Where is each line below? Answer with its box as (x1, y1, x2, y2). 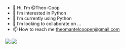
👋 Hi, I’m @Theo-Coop (12, 5, 60, 10)
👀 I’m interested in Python (12, 10, 67, 16)
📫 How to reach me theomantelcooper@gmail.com (12, 26, 120, 32)
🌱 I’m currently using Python (12, 15, 72, 21)
